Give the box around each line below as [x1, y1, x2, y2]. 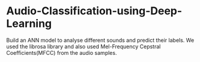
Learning [6, 17, 52, 30]
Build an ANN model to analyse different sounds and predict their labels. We [6, 36, 195, 44]
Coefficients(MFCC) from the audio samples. [6, 49, 117, 56]
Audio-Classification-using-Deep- [6, 4, 183, 18]
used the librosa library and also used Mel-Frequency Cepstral [6, 43, 161, 50]
